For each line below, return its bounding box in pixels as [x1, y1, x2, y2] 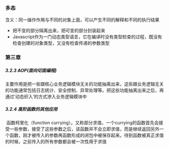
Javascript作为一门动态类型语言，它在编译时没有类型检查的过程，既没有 [12, 34, 162, 40]
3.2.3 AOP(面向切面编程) [5, 67, 57, 73]
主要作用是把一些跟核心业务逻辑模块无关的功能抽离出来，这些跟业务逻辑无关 [5, 81, 164, 87]
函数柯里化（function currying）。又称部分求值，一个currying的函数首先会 [6, 120, 159, 126]
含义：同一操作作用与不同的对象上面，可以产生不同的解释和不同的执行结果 [5, 17, 159, 23]
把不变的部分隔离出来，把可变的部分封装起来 [12, 28, 106, 34]
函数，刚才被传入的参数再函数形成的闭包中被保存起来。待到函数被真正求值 [9, 132, 164, 138]
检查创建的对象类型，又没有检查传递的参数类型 [12, 40, 110, 46]
